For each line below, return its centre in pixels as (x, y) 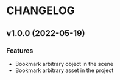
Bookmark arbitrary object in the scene (64, 64)
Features (20, 51)
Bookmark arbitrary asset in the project (64, 70)
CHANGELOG (41, 11)
